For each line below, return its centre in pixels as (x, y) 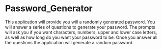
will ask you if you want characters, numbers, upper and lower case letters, (81, 32)
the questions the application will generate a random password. (69, 42)
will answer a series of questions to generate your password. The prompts (80, 27)
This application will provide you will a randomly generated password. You (80, 22)
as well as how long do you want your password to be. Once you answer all (81, 37)
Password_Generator (49, 8)
